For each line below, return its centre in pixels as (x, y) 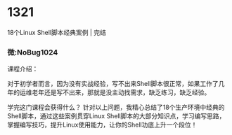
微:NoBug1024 (33, 52)
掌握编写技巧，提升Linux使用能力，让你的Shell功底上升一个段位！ (102, 125)
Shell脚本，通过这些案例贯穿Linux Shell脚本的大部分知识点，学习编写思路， (116, 116)
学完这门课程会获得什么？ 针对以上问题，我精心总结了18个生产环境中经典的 (116, 107)
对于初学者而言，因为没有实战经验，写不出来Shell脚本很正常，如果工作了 (113, 84)
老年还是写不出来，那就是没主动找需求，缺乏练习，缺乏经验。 (121, 92)
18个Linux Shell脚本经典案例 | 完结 (57, 32)
